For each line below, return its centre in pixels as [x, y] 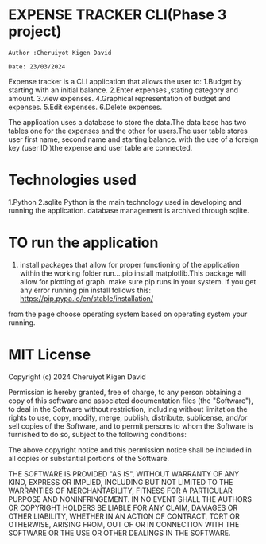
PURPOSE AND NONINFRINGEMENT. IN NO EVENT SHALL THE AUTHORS [130, 499]
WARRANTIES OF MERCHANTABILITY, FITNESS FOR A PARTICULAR [120, 491]
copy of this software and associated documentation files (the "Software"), [131, 401]
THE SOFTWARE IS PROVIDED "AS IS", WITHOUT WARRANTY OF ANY [124, 474]
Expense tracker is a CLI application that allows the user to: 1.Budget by [125, 81]
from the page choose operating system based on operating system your [128, 314]
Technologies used [73, 180]
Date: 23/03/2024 [37, 67]
